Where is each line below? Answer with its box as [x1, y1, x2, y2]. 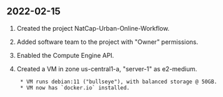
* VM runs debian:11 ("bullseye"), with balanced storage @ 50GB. [20, 78, 217, 85]
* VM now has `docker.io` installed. [20, 84, 130, 91]
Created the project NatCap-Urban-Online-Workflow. [16, 24, 170, 32]
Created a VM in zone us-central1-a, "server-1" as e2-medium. [16, 64, 197, 73]
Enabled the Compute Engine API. [16, 51, 115, 59]
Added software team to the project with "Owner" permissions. [16, 38, 199, 46]
